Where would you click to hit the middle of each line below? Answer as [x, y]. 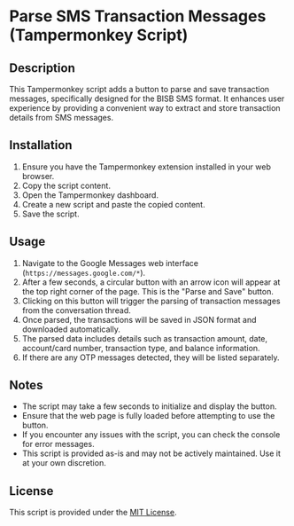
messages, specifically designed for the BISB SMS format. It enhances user [147, 98]
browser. [38, 176]
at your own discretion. [64, 463]
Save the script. [50, 214]
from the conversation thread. [76, 310]
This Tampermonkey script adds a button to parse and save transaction [139, 89]
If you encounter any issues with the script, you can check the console [151, 435]
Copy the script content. [66, 185]
